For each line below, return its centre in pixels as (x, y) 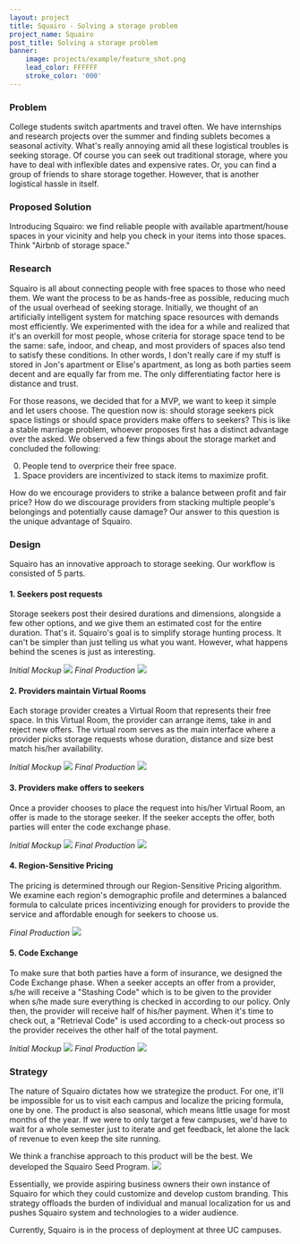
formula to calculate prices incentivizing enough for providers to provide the (150, 905)
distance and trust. (44, 383)
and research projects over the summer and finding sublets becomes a (140, 136)
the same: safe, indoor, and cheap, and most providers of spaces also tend (147, 345)
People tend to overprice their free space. (99, 466)
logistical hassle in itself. (54, 184)
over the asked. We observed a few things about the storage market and (143, 439)
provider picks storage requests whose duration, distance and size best (141, 739)
